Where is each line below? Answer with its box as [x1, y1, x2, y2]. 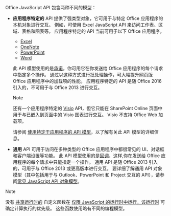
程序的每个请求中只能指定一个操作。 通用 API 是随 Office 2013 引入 [17, 159, 158, 165]
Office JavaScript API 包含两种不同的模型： [5, 5, 96, 10]
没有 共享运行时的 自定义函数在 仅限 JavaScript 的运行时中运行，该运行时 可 [5, 199, 165, 205]
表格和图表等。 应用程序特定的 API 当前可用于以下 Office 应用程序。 [21, 28, 164, 34]
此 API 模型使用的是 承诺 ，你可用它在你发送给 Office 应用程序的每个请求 [12, 66, 163, 71]
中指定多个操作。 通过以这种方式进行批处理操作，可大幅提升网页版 [12, 72, 153, 78]
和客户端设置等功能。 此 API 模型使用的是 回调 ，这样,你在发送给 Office [12, 153, 160, 159]
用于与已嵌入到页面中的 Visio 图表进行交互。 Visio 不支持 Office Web [12, 112, 157, 118]
